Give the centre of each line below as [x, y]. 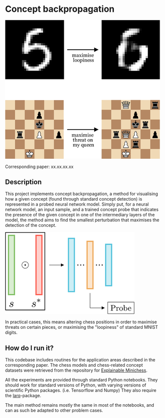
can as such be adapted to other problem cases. [54, 411]
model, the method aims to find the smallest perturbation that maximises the [82, 220]
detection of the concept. [31, 225]
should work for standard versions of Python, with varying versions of [76, 385]
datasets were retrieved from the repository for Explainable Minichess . [76, 370]
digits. [11, 332]
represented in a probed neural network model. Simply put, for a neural [77, 204]
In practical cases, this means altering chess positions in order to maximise [81, 322]
